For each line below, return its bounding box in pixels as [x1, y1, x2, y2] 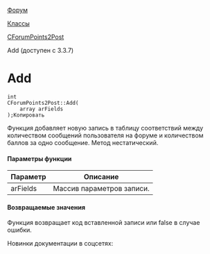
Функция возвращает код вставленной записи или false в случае [7, 219, 200, 227]
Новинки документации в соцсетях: [7, 239, 114, 248]
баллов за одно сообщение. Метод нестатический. [7, 138, 159, 146]
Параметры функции [7, 154, 72, 162]
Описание [83, 172, 119, 182]
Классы [7, 19, 30, 27]
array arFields [19, 105, 64, 112]
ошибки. [7, 226, 33, 235]
